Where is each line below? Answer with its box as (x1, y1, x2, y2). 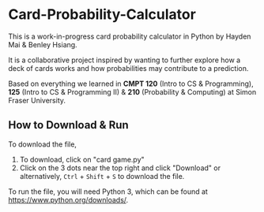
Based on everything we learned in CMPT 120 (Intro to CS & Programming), (8, 79, 255, 88)
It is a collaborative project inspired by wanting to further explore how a (8, 55, 241, 65)
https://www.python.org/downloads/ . (8, 195, 129, 204)
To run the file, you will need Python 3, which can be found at (8, 187, 208, 196)
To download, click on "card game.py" (19, 154, 145, 164)
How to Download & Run (8, 118, 129, 132)
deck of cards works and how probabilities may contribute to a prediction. (8, 63, 249, 73)
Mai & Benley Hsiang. (8, 39, 77, 49)
